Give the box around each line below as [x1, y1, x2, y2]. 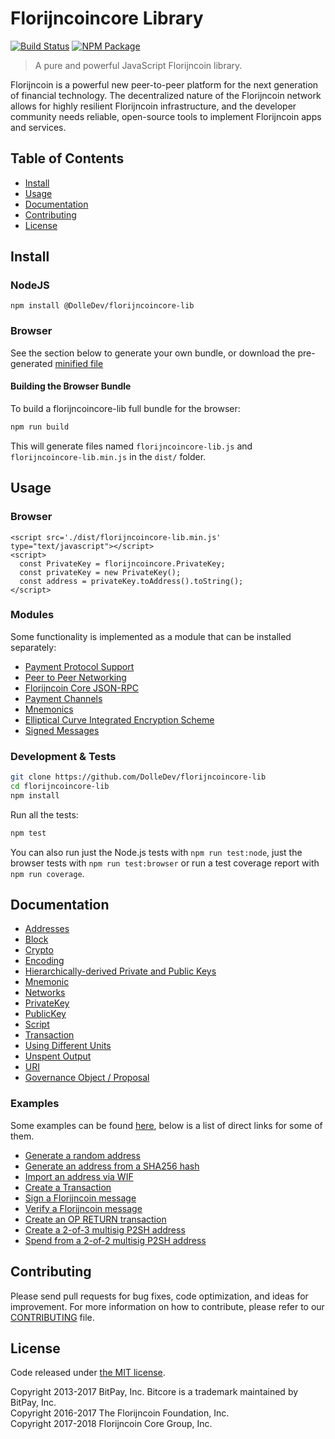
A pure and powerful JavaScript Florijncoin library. [34, 59, 243, 71]
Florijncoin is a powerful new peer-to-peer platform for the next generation [10, 78, 319, 91]
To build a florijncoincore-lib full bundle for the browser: [10, 402, 241, 414]
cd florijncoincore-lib [10, 781, 110, 791]
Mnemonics [24, 703, 74, 715]
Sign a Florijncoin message [24, 1192, 137, 1204]
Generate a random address [24, 1149, 141, 1161]
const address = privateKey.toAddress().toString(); [19, 576, 244, 586]
